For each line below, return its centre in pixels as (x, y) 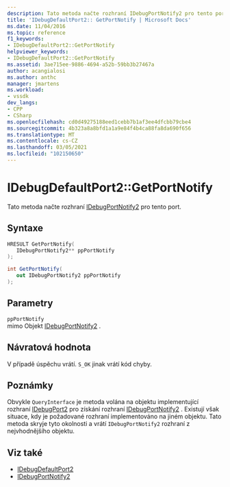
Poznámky (30, 385)
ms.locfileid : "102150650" (46, 154)
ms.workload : (26, 90)
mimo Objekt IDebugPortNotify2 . (54, 326)
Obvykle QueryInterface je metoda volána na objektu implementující (103, 402)
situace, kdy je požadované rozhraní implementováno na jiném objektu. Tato (114, 416)
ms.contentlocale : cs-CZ (42, 141)
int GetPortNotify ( (35, 269)
